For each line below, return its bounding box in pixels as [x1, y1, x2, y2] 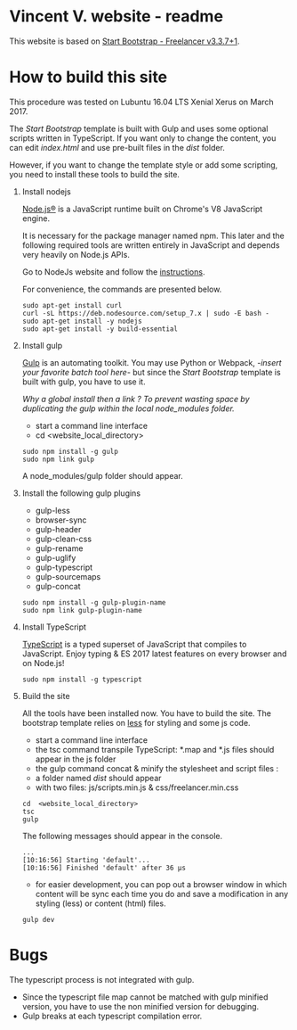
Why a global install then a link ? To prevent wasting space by [21, 393, 251, 404]
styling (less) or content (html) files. [35, 898, 166, 909]
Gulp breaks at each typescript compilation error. [21, 1010, 203, 1021]
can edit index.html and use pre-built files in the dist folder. [9, 142, 225, 152]
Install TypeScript [21, 622, 87, 632]
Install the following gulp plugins [21, 488, 140, 499]
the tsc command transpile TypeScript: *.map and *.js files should [35, 744, 275, 754]
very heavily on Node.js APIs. [21, 249, 131, 260]
